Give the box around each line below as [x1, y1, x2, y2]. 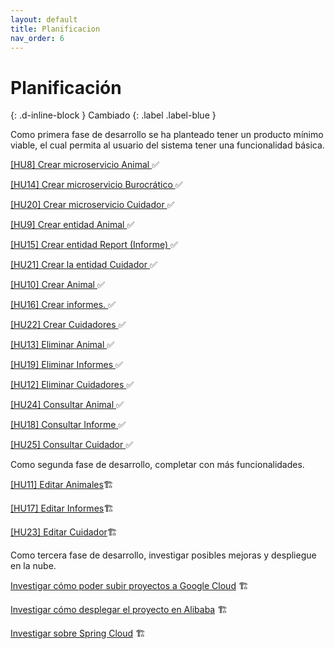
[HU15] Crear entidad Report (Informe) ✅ [10, 239, 178, 251]
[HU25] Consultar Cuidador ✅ [10, 439, 134, 451]
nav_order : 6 [10, 33, 65, 43]
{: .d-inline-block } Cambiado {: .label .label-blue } [10, 109, 217, 121]
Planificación [10, 76, 122, 99]
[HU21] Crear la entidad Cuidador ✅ [10, 259, 158, 271]
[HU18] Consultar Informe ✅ [10, 419, 127, 431]
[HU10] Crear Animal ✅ [10, 279, 105, 291]
